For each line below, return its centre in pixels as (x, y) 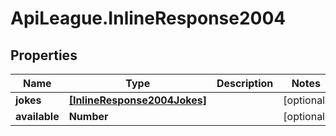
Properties (44, 55)
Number (88, 116)
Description (245, 83)
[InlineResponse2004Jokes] (137, 100)
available (37, 116)
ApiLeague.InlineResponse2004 (148, 18)
